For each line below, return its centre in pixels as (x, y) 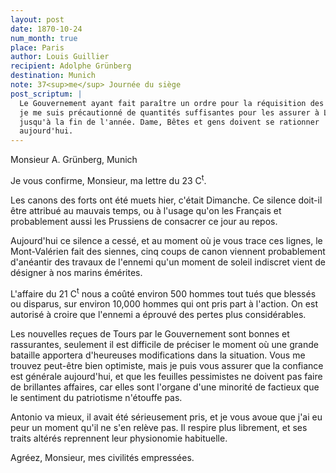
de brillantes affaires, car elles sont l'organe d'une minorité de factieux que (165, 387)
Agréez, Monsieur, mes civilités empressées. (102, 458)
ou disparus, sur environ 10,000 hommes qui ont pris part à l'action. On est (164, 304)
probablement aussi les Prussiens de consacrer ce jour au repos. (144, 221)
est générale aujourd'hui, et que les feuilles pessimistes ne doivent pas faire (166, 377)
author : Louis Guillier (60, 57)
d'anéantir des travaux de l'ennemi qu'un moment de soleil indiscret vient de (168, 262)
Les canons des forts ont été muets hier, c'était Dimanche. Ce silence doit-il (166, 200)
